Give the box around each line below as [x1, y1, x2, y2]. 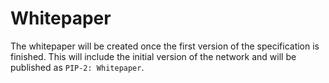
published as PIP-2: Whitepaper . [10, 61, 145, 73]
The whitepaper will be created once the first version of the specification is [10, 40, 320, 52]
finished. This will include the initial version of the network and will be [10, 50, 297, 62]
